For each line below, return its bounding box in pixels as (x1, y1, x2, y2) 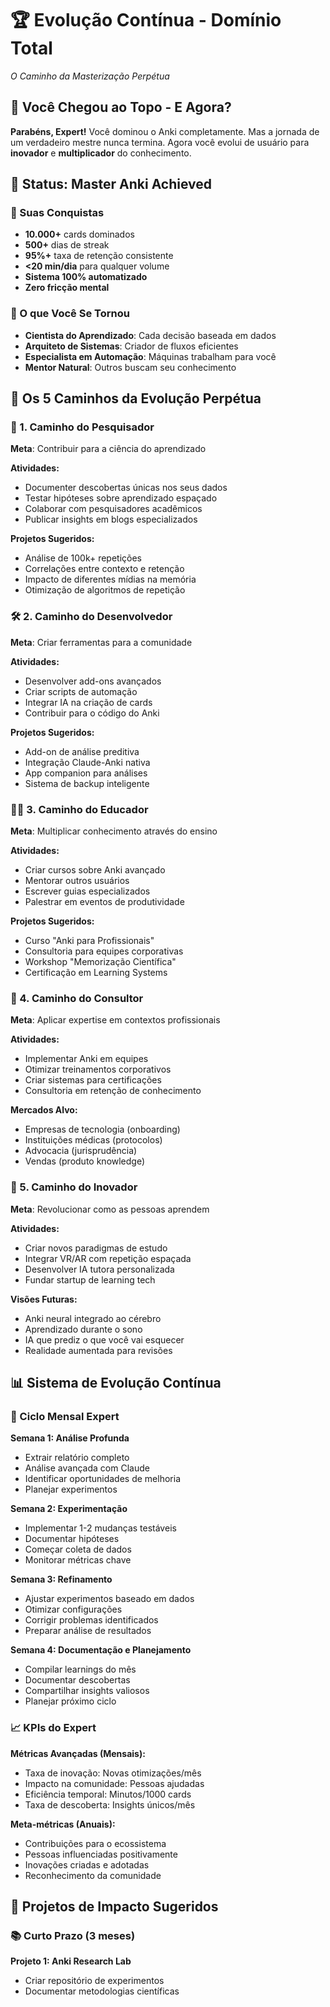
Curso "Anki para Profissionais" (24, 935, 155, 947)
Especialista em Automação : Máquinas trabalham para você (24, 350, 277, 362)
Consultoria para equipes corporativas (24, 945, 184, 957)
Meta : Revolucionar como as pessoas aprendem (10, 1203, 210, 1215)
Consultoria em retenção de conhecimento (24, 1085, 202, 1097)
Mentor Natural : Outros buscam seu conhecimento (24, 361, 237, 373)
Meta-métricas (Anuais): (10, 1818, 116, 1830)
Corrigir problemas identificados (24, 1614, 159, 1626)
